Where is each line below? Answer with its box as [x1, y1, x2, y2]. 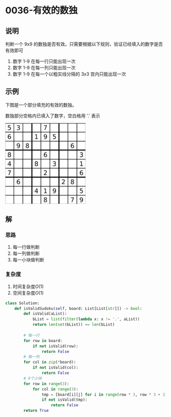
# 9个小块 [23, 376, 42, 381]
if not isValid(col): [32, 365, 79, 370]
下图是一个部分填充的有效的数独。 [5, 101, 77, 108]
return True [23, 408, 49, 413]
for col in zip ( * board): [23, 360, 76, 365]
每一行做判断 [12, 244, 40, 250]
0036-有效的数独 [5, 5, 78, 16]
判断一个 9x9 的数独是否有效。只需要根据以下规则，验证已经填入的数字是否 [5, 41, 163, 47]
